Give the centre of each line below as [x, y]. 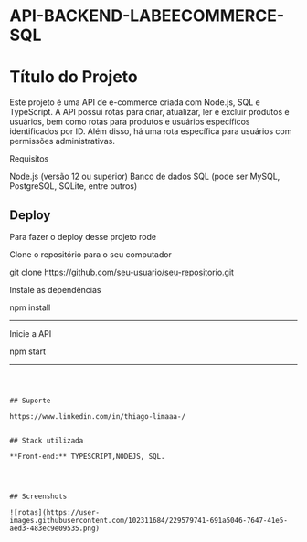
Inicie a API [31, 333]
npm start [28, 351]
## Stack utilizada [47, 440]
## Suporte [30, 401]
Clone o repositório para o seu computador [90, 254]
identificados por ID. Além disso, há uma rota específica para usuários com [151, 131]
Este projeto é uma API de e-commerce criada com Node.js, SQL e [135, 102]
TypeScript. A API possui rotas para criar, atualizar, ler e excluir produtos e [149, 112]
